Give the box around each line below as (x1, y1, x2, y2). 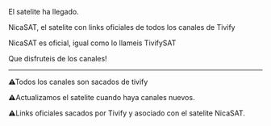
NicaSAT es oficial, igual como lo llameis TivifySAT (8, 38, 177, 48)
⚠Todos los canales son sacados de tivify (8, 77, 148, 86)
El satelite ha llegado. (8, 7, 79, 16)
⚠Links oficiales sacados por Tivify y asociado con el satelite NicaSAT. (8, 108, 246, 118)
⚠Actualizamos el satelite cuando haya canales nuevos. (8, 93, 195, 102)
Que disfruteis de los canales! (8, 54, 107, 63)
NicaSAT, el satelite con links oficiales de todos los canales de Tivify (8, 23, 236, 31)
